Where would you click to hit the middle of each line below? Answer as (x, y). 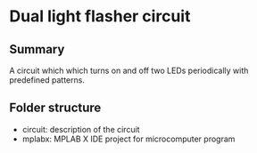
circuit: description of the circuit (81, 129)
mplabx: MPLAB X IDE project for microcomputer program (128, 139)
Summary (37, 49)
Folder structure (55, 108)
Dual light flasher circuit (100, 16)
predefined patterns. (47, 80)
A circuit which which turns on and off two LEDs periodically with (129, 70)
